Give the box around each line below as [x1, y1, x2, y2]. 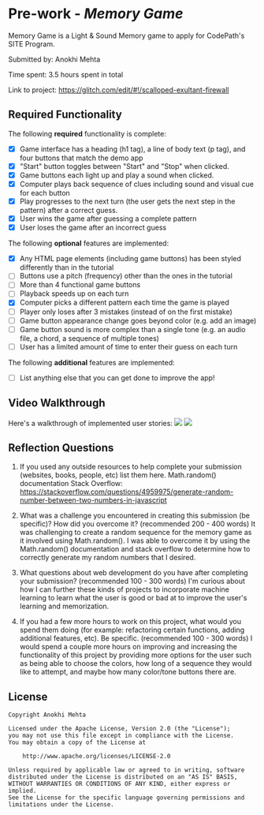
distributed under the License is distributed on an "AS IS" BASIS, [8, 773, 238, 781]
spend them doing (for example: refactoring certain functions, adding [19, 625, 245, 635]
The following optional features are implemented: [8, 238, 169, 249]
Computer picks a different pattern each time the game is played [19, 297, 230, 308]
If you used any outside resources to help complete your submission [19, 462, 242, 472]
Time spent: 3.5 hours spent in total [8, 69, 124, 79]
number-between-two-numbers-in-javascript [19, 495, 167, 505]
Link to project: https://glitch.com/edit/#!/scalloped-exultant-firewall [8, 84, 229, 95]
